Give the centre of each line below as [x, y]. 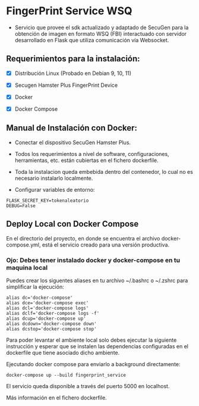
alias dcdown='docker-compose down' [51, 324]
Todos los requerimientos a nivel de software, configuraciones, [92, 154]
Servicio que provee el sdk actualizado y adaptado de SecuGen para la [102, 27]
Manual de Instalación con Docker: [72, 128]
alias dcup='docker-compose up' [46, 318]
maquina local [27, 267]
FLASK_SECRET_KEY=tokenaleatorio [48, 201]
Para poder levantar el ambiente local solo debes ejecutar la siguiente [91, 340]
